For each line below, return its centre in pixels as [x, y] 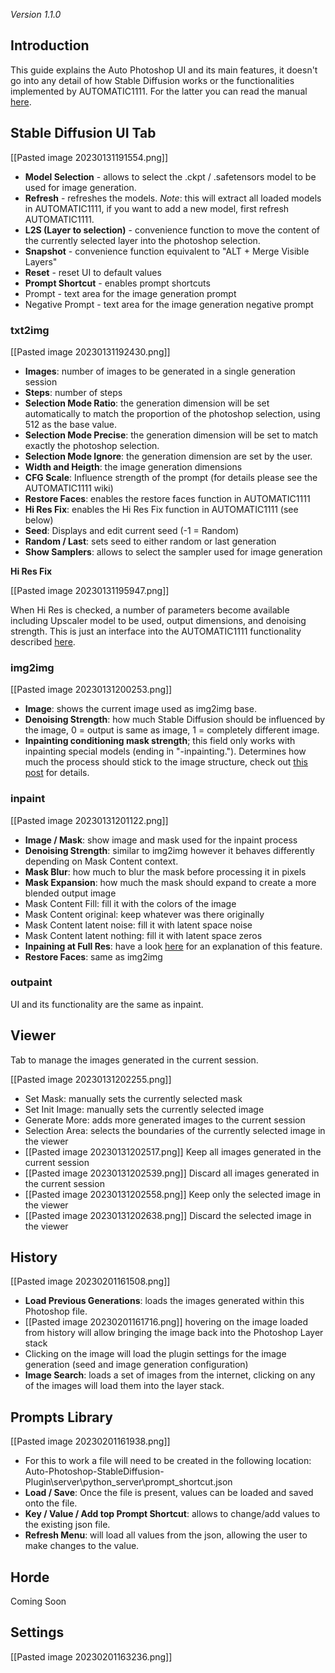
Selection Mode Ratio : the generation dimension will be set [147, 403]
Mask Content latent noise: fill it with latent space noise [138, 925]
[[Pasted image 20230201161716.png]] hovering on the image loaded [166, 1322]
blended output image [70, 893]
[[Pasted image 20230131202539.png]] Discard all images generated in [172, 1173]
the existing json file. [67, 1525]
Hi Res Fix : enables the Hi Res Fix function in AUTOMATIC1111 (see [161, 509]
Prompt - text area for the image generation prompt [130, 293]
